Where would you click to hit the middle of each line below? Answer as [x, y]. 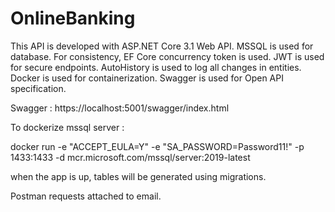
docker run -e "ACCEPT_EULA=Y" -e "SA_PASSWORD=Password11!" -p [157, 146]
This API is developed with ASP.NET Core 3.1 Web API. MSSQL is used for [162, 46]
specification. [38, 88]
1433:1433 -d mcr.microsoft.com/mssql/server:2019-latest [130, 157]
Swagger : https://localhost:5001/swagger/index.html [120, 108]
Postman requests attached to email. [86, 196]
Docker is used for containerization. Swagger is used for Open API [147, 78]
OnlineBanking [73, 18]
